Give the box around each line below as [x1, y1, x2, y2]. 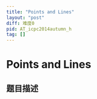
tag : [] [6, 32, 26, 38]
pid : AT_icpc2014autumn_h [6, 26, 72, 32]
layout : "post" [6, 15, 45, 21]
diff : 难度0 [6, 20, 35, 26]
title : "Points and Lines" [6, 9, 75, 15]
